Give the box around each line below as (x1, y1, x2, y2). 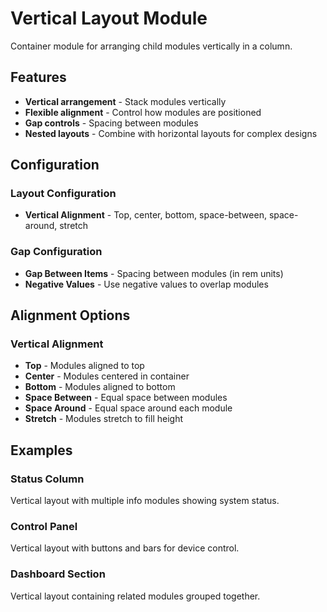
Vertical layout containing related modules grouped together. (10, 590, 261, 602)
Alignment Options (10, 307, 131, 324)
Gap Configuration (10, 245, 103, 259)
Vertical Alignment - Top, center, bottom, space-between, (24, 209, 267, 221)
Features (10, 69, 67, 86)
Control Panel (10, 520, 78, 534)
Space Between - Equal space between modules (24, 392, 228, 404)
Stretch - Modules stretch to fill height (24, 413, 183, 425)
